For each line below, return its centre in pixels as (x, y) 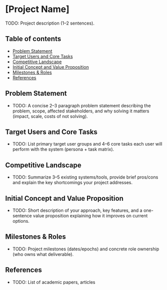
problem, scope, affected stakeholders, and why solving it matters (81, 111)
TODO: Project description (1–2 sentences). (50, 23)
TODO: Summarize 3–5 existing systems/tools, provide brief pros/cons (85, 177)
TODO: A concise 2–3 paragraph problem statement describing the (82, 105)
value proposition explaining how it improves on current (90, 216)
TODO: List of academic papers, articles (54, 282)
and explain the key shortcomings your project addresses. (72, 183)
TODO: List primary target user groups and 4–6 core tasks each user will (87, 144)
